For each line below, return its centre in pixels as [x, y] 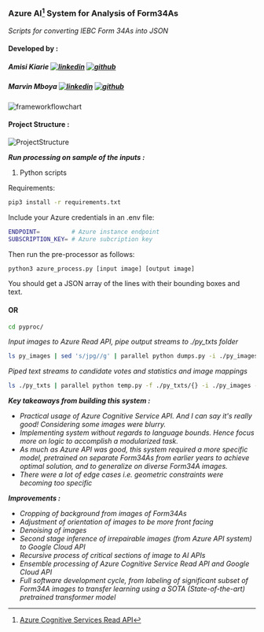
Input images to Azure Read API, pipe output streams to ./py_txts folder [123, 342]
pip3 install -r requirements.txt [65, 202]
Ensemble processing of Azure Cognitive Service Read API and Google [134, 564]
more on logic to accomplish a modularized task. [99, 441]
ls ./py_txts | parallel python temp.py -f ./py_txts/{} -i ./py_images [130, 386]
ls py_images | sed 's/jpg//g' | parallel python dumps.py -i [112, 356]
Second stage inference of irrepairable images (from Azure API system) [136, 539]
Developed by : [33, 49]
